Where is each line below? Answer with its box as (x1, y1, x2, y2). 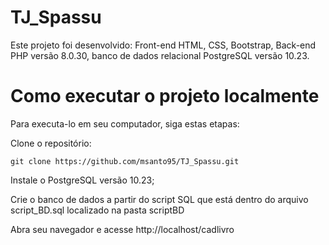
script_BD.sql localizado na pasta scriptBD (10, 204, 185, 216)
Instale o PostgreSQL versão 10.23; (10, 174, 155, 186)
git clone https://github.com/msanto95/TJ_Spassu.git (10, 156, 240, 166)
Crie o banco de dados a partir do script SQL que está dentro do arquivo (10, 193, 309, 205)
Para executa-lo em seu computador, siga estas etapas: (10, 117, 240, 130)
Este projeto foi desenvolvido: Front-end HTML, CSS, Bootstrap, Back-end (10, 39, 317, 51)
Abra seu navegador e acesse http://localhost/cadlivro (10, 223, 235, 235)
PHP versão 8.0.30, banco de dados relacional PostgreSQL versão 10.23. (10, 49, 310, 61)
